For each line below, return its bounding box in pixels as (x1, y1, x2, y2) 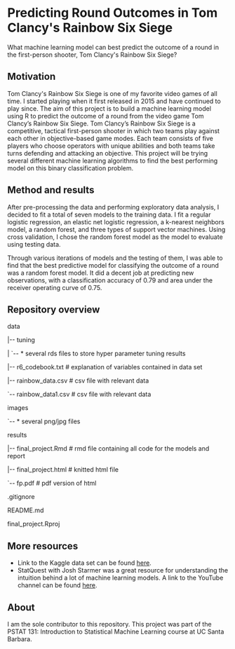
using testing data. (7, 240, 61, 248)
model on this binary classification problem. (7, 163, 134, 172)
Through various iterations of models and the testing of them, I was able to (7, 254, 223, 262)
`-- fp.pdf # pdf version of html (7, 479, 97, 488)
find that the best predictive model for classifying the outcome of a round (7, 261, 220, 269)
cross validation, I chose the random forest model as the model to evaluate (7, 233, 223, 241)
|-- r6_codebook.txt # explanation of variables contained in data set (7, 363, 203, 371)
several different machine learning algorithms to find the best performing (7, 156, 218, 165)
